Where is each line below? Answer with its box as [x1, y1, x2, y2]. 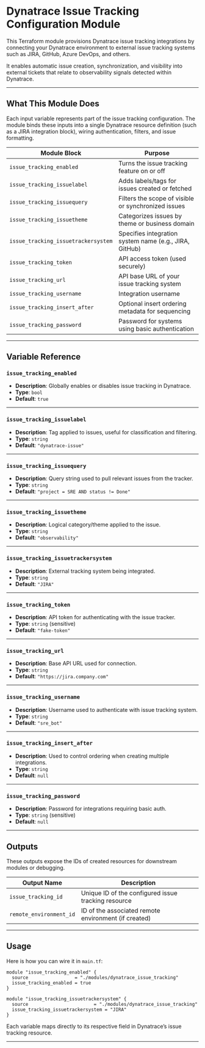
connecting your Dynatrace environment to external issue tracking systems [6, 44, 195, 51]
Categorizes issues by [118, 212, 182, 220]
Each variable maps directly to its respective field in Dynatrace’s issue [6, 1022, 182, 1030]
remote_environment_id [9, 911, 75, 917]
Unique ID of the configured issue [81, 889, 178, 897]
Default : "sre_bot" [15, 719, 62, 727]
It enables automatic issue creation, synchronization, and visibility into [6, 62, 183, 70]
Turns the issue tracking [118, 159, 188, 167]
